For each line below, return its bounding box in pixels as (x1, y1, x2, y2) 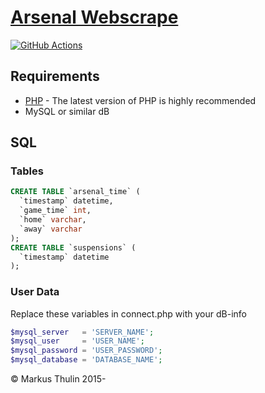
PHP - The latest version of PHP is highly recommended (24, 94, 257, 106)
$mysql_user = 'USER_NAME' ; (10, 336, 145, 346)
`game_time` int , (19, 206, 92, 216)
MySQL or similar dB (24, 105, 110, 117)
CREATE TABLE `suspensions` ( (10, 242, 137, 253)
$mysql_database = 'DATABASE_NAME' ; (10, 355, 163, 365)
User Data (10, 285, 60, 299)
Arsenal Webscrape (10, 6, 179, 29)
